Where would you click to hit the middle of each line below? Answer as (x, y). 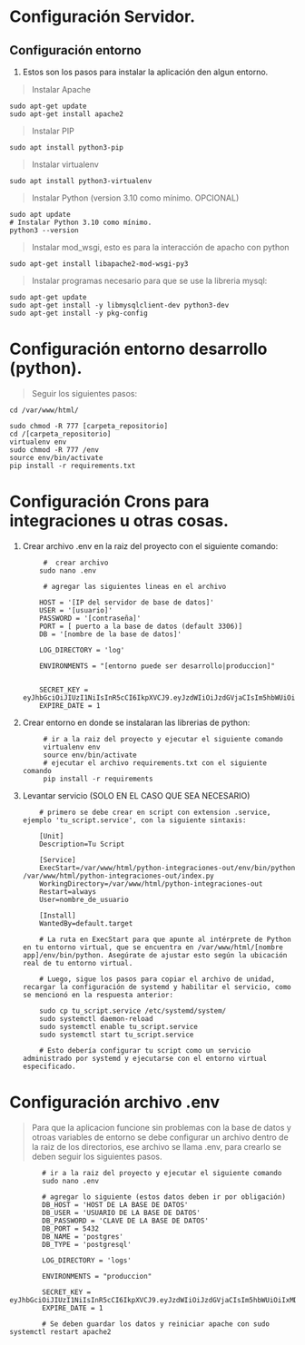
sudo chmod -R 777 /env (54, 450)
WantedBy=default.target (86, 923)
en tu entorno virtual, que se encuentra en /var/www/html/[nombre (152, 947)
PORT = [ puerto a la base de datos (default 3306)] (141, 626)
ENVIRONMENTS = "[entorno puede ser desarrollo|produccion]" (157, 666)
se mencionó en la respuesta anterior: (98, 995)
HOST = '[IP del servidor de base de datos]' (127, 602)
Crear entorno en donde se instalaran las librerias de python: (136, 722)
